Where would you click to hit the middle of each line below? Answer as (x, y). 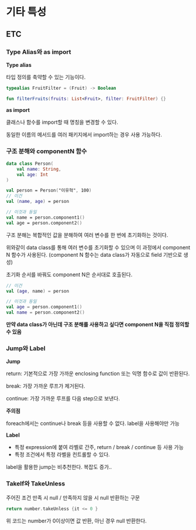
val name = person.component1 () (45, 218)
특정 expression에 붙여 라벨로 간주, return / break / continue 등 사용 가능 (99, 447)
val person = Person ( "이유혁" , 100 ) (49, 191)
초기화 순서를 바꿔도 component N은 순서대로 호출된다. (69, 274)
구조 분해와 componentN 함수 (47, 151)
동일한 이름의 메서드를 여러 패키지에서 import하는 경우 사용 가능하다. (84, 134)
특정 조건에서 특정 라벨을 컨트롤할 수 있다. (62, 454)
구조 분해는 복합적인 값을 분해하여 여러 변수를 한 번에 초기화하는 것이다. (87, 235)
